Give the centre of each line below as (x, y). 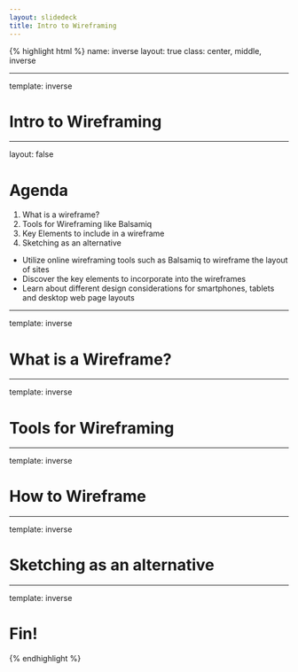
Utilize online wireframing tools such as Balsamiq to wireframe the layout (155, 260)
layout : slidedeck (43, 17)
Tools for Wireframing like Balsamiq (87, 224)
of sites (36, 270)
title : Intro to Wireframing (63, 26)
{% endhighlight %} (45, 659)
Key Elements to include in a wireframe (93, 234)
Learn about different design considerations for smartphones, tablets (148, 288)
